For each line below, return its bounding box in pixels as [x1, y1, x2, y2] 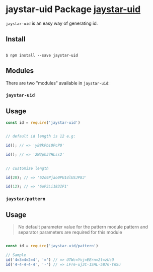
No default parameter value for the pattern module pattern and [18, 224, 148, 230]
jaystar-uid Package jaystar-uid [6, 4, 141, 15]
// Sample [6, 252, 27, 257]
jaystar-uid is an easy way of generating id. [6, 20, 98, 26]
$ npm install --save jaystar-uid [6, 53, 79, 58]
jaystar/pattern [6, 196, 46, 202]
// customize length [6, 166, 49, 171]
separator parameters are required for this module [18, 229, 122, 236]
